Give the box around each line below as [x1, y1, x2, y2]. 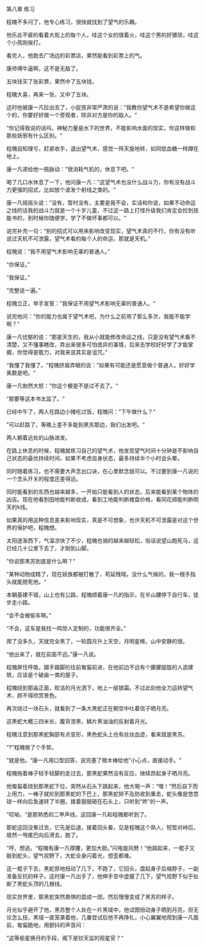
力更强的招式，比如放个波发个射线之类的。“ [6, 186, 116, 193]
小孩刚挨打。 [11, 39, 44, 46]
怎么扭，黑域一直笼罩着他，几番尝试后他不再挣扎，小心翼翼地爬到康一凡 [11, 914, 193, 921]
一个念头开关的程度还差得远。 [6, 475, 81, 482]
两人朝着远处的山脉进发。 [6, 434, 71, 441]
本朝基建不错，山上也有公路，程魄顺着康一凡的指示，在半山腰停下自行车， [6, 591, 193, 598]
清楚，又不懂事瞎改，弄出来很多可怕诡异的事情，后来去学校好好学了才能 [6, 341, 188, 348]
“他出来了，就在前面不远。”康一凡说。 [6, 650, 99, 658]
